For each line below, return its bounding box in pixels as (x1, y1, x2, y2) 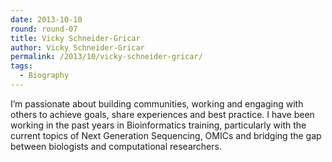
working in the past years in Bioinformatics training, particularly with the (10, 119, 307, 131)
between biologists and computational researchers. (10, 140, 222, 152)
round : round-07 (10, 24, 78, 34)
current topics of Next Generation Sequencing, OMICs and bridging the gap (10, 129, 322, 141)
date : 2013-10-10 (10, 14, 83, 25)
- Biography (19, 71, 70, 81)
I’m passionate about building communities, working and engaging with (10, 97, 304, 110)
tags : (10, 61, 33, 71)
